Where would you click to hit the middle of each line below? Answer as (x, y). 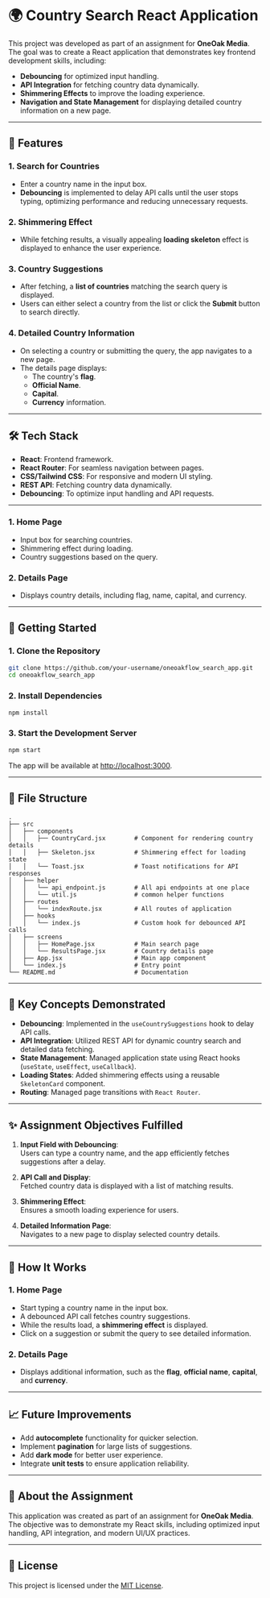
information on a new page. (65, 110)
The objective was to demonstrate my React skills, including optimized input (134, 1524)
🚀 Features (36, 143)
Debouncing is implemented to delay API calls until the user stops (129, 192)
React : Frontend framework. (67, 460)
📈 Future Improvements (70, 1415)
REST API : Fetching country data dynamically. (96, 485)
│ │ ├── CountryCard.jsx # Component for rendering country (131, 838)
